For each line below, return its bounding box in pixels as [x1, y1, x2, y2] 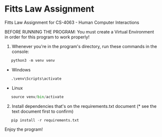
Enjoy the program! [4, 126, 43, 132]
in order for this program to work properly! [4, 34, 90, 40]
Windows [11, 67, 31, 72]
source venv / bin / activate [11, 94, 64, 99]
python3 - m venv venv [11, 58, 55, 63]
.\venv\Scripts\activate [11, 76, 62, 81]
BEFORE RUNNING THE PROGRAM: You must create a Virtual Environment [4, 29, 154, 34]
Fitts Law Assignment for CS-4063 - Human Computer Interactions [4, 19, 140, 25]
